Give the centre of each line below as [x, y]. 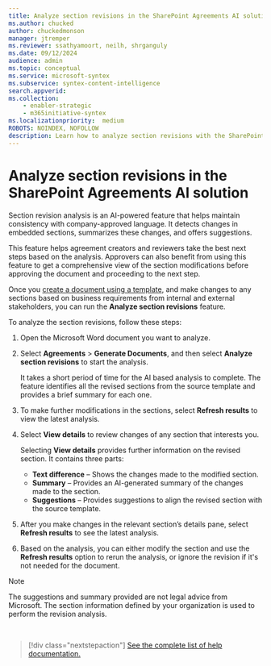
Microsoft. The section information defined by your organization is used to [132, 605]
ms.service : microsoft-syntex [59, 76]
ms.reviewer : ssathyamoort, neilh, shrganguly [88, 46]
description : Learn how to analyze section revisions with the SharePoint [137, 135]
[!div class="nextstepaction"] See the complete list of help [125, 645]
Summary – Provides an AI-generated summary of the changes [138, 483]
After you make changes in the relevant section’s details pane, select [134, 524]
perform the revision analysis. [58, 614]
